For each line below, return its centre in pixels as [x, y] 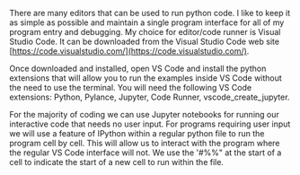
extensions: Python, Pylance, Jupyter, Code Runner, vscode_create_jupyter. [150, 97]
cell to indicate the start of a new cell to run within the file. [117, 162]
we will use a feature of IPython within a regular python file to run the [137, 133]
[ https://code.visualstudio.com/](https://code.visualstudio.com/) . [129, 51]
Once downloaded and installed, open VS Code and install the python [138, 68]
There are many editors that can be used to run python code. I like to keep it [150, 13]
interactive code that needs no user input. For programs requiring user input [150, 124]
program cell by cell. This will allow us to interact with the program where [145, 143]
